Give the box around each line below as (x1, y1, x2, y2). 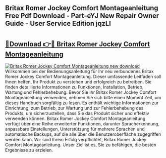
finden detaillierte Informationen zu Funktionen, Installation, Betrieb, (5, 84, 144, 90)
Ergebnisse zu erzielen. (5, 147, 53, 153)
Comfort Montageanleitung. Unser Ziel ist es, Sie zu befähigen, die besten (5, 142, 157, 148)
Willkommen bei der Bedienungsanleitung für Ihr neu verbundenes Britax (5, 69, 154, 74)
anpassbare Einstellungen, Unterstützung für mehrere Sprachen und (5, 126, 145, 132)
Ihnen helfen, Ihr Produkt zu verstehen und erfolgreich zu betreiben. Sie (5, 79, 152, 84)
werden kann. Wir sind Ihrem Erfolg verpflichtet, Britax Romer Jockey (5, 137, 147, 142)
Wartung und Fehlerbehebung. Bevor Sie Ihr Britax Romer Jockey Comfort (5, 89, 157, 95)
